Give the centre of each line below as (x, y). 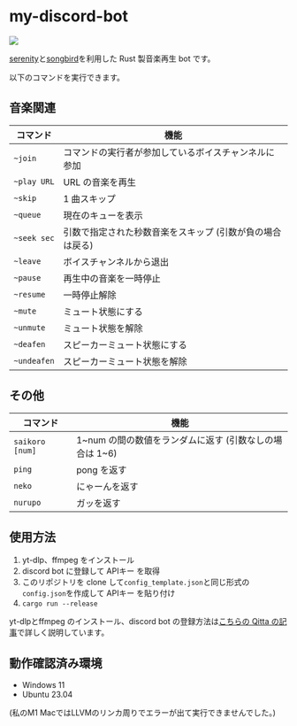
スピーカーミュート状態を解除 (125, 361)
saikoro (30, 441)
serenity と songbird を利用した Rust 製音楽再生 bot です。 (112, 58)
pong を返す (102, 469)
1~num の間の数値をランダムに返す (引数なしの (175, 440)
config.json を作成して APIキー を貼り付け (99, 593)
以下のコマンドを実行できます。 (67, 77)
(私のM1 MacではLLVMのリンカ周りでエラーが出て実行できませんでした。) (143, 713)
